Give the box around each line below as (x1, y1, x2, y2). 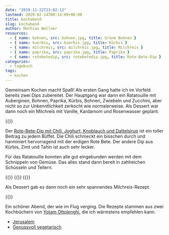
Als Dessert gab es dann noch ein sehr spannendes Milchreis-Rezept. (5, 184, 150, 190)
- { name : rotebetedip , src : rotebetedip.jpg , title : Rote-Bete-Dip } (10, 54, 161, 60)
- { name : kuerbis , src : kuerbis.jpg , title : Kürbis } (10, 40, 128, 45)
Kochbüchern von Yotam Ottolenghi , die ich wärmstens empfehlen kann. (5, 209, 156, 215)
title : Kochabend (5, 17, 42, 22)
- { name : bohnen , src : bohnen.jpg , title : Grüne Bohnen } (10, 36, 137, 41)
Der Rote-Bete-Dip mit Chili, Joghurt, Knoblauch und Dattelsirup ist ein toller (5, 128, 164, 134)
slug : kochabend (5, 21, 39, 27)
